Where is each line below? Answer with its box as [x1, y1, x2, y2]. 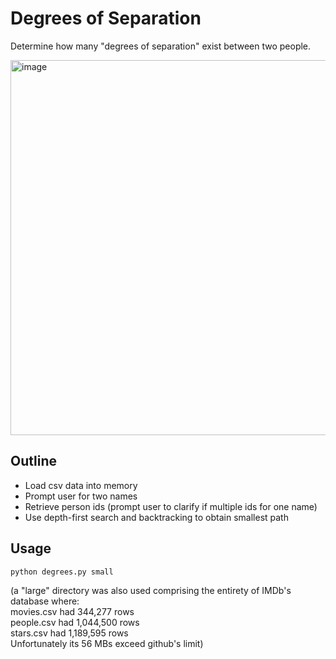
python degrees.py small [10, 567, 114, 577]
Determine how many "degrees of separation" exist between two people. [10, 40, 312, 52]
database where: [10, 595, 80, 607]
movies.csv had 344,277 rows [10, 605, 135, 617]
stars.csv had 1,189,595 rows [10, 627, 129, 639]
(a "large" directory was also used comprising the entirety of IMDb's [10, 584, 292, 596]
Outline [10, 453, 57, 470]
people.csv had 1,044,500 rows [10, 616, 140, 628]
